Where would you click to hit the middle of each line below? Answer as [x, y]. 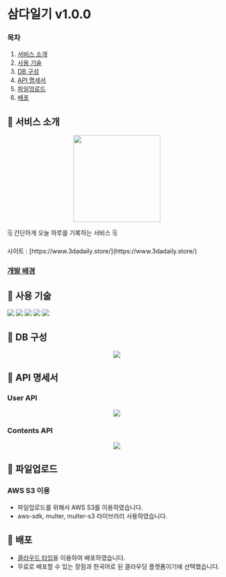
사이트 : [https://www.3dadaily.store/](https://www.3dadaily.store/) [102, 251]
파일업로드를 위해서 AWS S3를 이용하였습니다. [80, 507]
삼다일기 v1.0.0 [49, 14]
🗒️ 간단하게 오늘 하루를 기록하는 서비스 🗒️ [62, 233]
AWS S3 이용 [29, 491]
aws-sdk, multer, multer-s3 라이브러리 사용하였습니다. [92, 516]
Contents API [30, 431]
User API [22, 398]
